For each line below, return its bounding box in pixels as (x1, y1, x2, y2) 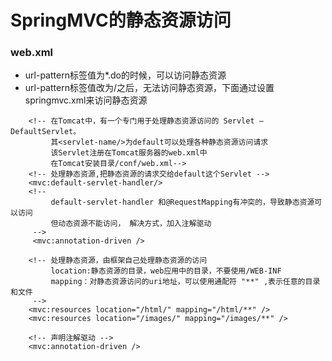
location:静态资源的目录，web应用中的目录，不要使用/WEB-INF (50, 266, 282, 276)
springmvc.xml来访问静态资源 (24, 94, 148, 106)
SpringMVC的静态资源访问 (10, 9, 232, 32)
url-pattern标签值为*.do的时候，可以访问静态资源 (24, 69, 227, 81)
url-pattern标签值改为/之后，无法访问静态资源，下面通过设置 (24, 82, 275, 94)
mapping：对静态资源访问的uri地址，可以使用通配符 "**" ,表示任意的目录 (50, 277, 321, 287)
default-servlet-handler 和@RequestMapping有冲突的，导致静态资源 (50, 197, 315, 208)
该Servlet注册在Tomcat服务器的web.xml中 (50, 148, 208, 158)
